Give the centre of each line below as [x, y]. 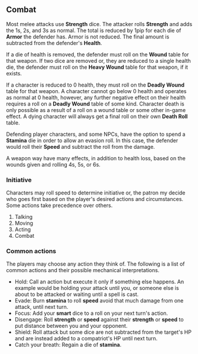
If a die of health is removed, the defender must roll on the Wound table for [98, 54]
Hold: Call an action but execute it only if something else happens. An [99, 282]
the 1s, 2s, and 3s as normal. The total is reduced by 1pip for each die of [94, 30]
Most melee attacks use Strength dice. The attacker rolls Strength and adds [99, 24]
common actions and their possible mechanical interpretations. [83, 270]
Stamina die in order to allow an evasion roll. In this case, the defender [92, 140]
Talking [23, 217]
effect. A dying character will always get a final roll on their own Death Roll [97, 116]
